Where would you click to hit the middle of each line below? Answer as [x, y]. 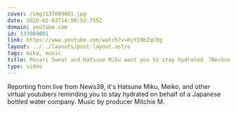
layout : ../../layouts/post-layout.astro [69, 47]
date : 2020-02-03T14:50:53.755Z [55, 20]
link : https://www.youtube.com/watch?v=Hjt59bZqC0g [85, 40]
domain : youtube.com [38, 27]
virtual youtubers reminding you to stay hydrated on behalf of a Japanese [114, 94]
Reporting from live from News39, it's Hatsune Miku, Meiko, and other [109, 86]
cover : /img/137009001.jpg [47, 14]
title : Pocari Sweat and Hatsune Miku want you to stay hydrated [105, 60]
